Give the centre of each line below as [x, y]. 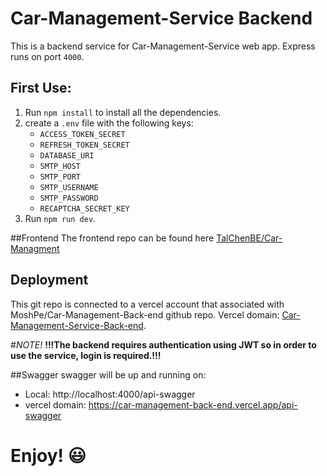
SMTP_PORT [60, 177]
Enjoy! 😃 [48, 455]
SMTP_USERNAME [69, 187]
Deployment [49, 280]
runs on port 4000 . [47, 56]
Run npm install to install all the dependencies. [123, 112]
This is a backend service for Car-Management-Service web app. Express [163, 46]
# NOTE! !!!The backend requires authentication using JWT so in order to [163, 344]
